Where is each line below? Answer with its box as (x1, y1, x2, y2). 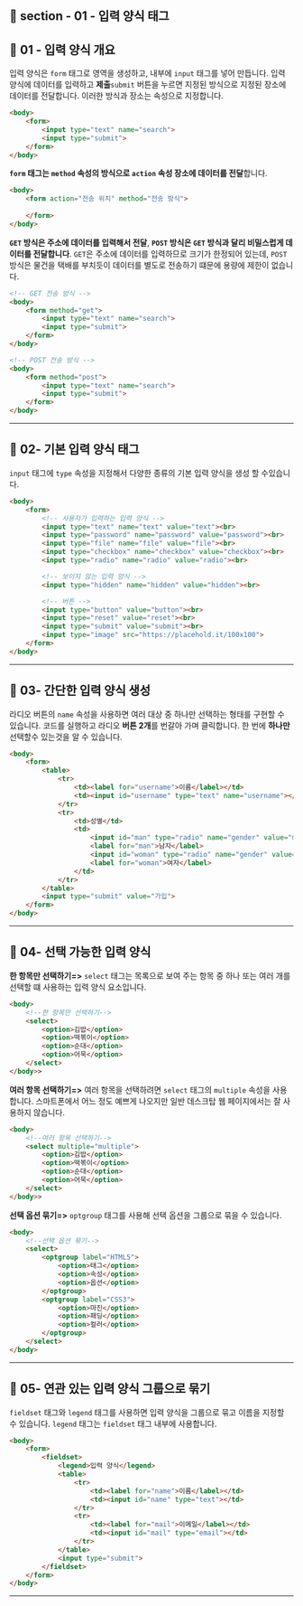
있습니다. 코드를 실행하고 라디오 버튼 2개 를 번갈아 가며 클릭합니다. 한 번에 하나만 (9, 719, 290, 730)
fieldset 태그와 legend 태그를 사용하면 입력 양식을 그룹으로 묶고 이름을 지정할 (9, 1406, 285, 1417)
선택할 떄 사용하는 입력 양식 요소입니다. (9, 981, 147, 992)
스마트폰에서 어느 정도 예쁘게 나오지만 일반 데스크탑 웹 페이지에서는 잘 (35, 1095, 281, 1106)
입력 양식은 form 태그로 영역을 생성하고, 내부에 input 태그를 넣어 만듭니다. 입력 (9, 68, 286, 79)
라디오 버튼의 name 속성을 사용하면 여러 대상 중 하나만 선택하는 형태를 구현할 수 (9, 709, 286, 719)
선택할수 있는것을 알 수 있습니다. (9, 731, 124, 742)
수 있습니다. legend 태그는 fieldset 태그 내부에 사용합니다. (9, 1418, 217, 1429)
